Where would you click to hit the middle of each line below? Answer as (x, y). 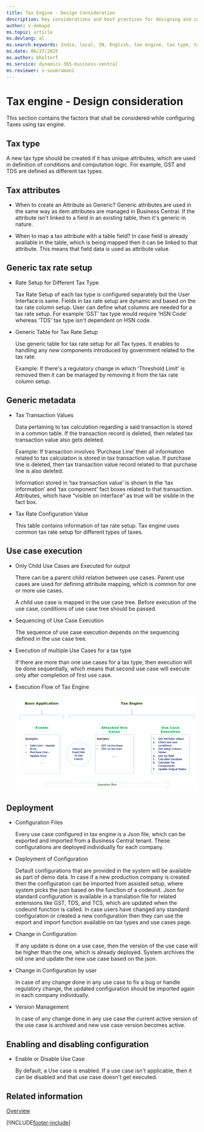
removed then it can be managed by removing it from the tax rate (97, 375)
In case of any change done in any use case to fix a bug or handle (97, 982)
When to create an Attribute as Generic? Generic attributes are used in (103, 205)
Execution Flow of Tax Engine (52, 687)
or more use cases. (39, 590)
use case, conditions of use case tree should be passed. (86, 609)
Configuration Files (39, 822)
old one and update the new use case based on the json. (86, 959)
